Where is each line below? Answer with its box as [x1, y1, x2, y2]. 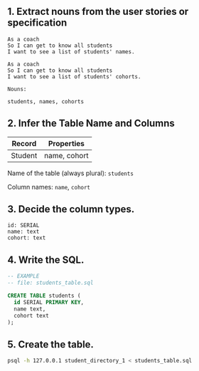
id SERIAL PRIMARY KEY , [14, 298, 84, 305]
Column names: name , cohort [7, 182, 91, 191]
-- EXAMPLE [7, 273, 40, 280]
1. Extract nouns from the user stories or [7, 6, 189, 18]
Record [11, 138, 37, 148]
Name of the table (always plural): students [7, 169, 134, 177]
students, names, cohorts [7, 98, 84, 105]
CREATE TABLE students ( [7, 292, 81, 299]
